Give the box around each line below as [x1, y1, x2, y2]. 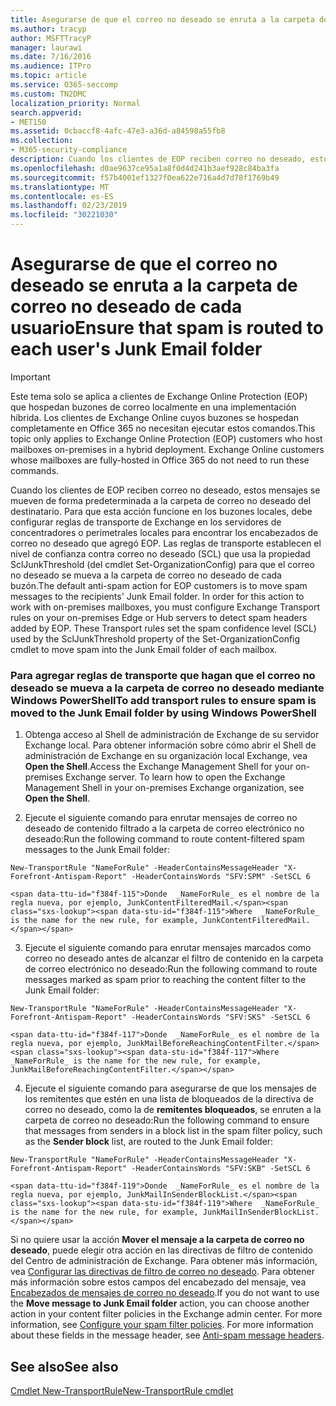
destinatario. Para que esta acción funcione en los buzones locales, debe [10, 505, 313, 517]
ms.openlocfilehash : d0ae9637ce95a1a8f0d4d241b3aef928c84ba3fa [10, 163, 280, 173]
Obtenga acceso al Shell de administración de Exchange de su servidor [24, 729, 320, 741]
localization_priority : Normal [10, 98, 141, 108]
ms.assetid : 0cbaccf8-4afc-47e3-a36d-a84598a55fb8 [10, 126, 226, 136]
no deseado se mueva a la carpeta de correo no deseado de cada [10, 569, 282, 581]
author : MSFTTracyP [10, 33, 92, 43]
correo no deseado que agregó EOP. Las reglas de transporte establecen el [10, 537, 322, 549]
